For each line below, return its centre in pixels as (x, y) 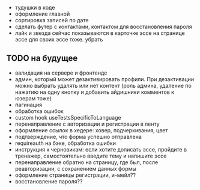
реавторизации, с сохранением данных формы (76, 168)
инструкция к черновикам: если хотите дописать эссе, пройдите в (101, 149)
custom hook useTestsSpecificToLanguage (68, 117)
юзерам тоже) (33, 98)
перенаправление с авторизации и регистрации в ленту (87, 124)
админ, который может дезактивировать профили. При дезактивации (105, 79)
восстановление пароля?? (49, 181)
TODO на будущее (42, 58)
